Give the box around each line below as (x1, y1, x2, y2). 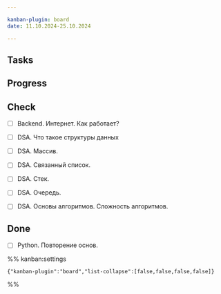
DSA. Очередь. (17, 188, 61, 197)
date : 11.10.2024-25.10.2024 (7, 22, 91, 30)
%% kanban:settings (7, 255, 67, 263)
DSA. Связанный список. (17, 161, 91, 169)
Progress (7, 77, 47, 90)
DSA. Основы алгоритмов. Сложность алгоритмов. (17, 202, 169, 210)
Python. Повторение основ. (17, 241, 98, 249)
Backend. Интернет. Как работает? (17, 119, 119, 128)
